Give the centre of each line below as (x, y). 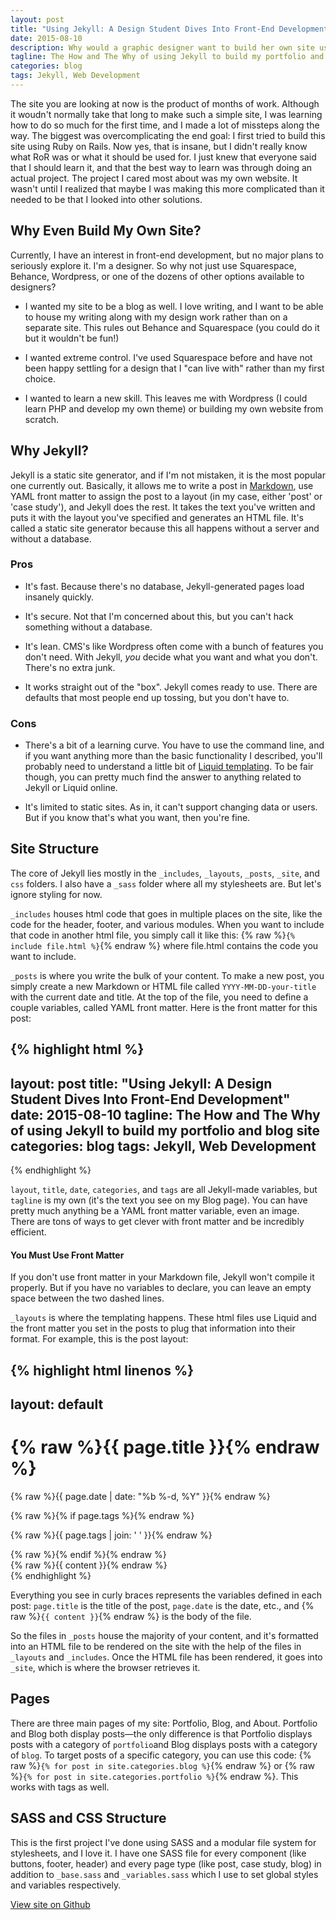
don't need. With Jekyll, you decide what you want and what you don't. (171, 657)
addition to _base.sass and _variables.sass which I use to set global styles (164, 1874)
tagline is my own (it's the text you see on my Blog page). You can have (159, 1200)
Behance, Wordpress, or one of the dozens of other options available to (157, 276)
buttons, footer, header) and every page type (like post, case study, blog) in (166, 1863)
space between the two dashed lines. (87, 1298)
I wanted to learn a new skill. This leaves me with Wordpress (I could (166, 398)
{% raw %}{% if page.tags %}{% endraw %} (102, 1516)
